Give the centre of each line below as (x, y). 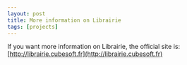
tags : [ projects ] (33, 27)
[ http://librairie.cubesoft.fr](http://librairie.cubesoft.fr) (85, 54)
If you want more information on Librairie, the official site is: (94, 47)
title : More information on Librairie (64, 20)
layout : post (26, 14)
